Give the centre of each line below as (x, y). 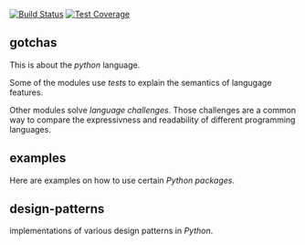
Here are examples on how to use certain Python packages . (122, 180)
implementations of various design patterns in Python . (111, 231)
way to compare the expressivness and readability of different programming (152, 120)
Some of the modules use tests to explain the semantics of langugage (141, 82)
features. (26, 92)
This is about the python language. (75, 65)
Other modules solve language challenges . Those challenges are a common (153, 110)
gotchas (33, 43)
